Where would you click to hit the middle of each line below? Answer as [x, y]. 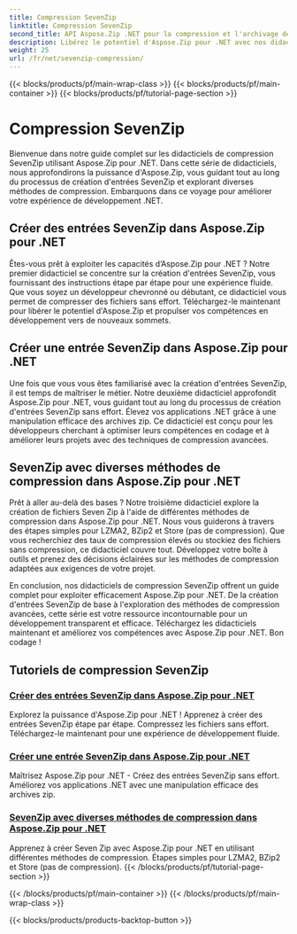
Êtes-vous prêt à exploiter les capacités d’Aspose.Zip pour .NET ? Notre [140, 263]
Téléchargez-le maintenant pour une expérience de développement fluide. [145, 734]
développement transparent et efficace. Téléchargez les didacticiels [133, 623]
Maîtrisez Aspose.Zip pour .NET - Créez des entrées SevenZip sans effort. [145, 775]
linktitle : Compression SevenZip [71, 26]
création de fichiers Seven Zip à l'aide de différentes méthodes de [129, 512]
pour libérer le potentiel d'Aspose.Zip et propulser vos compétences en [139, 310]
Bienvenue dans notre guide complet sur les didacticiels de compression [141, 153]
